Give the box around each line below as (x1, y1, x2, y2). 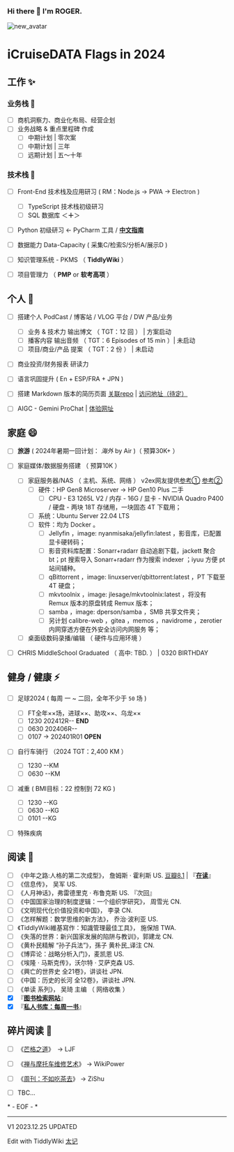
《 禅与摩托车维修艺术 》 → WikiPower (17, 1059, 125, 1068)
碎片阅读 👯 (7, 1025, 52, 1037)
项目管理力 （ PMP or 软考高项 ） (17, 270, 114, 279)
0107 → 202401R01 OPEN (27, 732, 102, 741)
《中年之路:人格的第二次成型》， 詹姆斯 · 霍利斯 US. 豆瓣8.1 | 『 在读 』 (17, 871, 214, 879)
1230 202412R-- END (27, 717, 89, 725)
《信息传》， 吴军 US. (17, 880, 78, 888)
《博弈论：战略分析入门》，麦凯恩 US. (17, 950, 125, 959)
